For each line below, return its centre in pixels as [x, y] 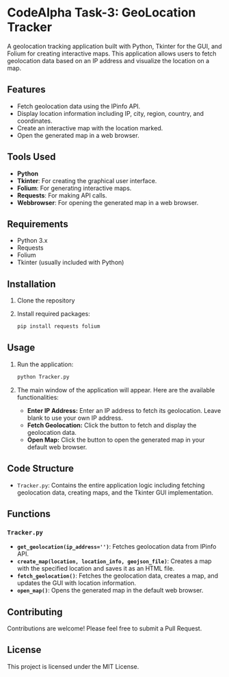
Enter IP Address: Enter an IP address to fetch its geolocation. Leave [124, 410]
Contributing [35, 612]
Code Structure [40, 469]
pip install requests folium [58, 326]
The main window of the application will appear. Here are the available [116, 390]
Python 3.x [32, 241]
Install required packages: [53, 314]
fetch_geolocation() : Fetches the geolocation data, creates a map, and [118, 576]
